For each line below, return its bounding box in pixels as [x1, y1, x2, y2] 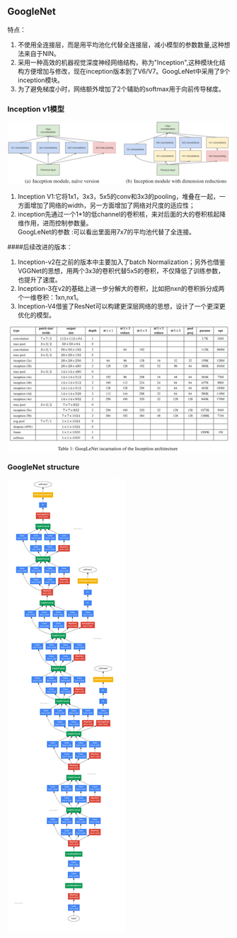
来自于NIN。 [23, 49, 60, 57]
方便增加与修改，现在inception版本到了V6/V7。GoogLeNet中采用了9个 [23, 67, 231, 75]
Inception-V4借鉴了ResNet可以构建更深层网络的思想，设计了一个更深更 [17, 302, 226, 310]
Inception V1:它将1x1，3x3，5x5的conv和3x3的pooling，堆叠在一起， [17, 192, 220, 200]
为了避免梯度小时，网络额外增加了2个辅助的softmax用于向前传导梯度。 [17, 84, 225, 93]
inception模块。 [17, 76, 64, 84]
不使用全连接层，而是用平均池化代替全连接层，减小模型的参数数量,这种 [17, 40, 224, 49]
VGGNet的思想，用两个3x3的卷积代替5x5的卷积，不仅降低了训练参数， [17, 266, 225, 275]
